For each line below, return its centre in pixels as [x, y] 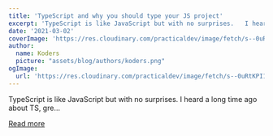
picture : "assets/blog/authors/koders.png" [90, 62]
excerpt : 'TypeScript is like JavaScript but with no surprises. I [129, 23]
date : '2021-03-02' [41, 31]
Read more [27, 123]
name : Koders [38, 53]
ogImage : [23, 69]
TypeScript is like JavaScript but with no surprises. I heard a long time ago [133, 99]
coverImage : [28, 38]
